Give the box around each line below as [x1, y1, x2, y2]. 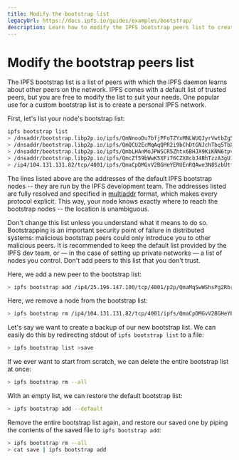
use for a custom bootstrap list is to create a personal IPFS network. [7, 100, 206, 109]
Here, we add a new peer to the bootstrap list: [7, 270, 142, 278]
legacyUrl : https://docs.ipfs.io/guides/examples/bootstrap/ [7, 17, 193, 24]
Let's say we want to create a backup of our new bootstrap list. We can [7, 323, 216, 332]
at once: [7, 365, 32, 374]
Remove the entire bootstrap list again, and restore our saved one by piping [7, 418, 228, 427]
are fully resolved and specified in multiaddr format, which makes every [7, 189, 218, 198]
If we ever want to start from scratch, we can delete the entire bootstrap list [7, 357, 229, 366]
